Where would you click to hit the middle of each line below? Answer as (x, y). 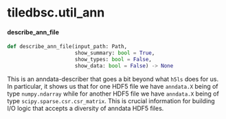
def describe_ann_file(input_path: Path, (67, 47)
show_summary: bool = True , (115, 53)
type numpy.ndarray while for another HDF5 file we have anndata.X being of (113, 94)
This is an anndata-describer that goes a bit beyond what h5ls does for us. (113, 79)
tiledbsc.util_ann (56, 13)
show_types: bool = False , (113, 60)
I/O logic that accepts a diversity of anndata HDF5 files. (86, 108)
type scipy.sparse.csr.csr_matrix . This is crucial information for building (111, 100)
